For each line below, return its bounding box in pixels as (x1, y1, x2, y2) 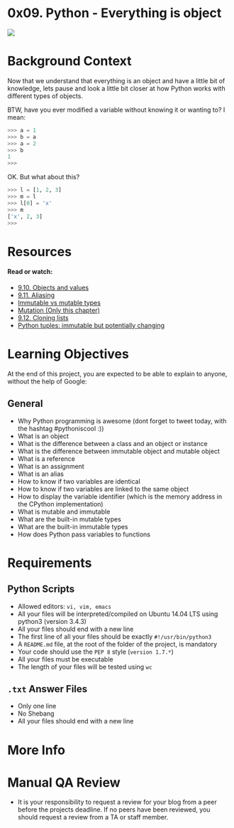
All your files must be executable (17, 654, 113, 663)
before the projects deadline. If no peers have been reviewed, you (17, 805, 211, 814)
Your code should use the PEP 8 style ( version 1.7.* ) (17, 647, 174, 656)
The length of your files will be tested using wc (17, 662, 152, 671)
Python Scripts (7, 583, 75, 595)
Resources (7, 243, 72, 260)
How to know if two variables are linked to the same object (17, 484, 189, 493)
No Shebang (17, 709, 55, 718)
